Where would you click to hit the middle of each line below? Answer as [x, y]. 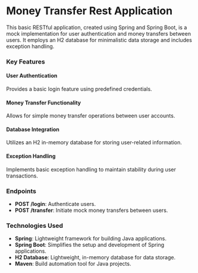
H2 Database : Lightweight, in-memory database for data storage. [95, 258]
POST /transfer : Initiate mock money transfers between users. [91, 210]
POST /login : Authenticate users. [55, 204]
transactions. [22, 176]
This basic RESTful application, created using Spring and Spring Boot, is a [97, 27]
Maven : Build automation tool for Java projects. [73, 264]
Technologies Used [35, 226]
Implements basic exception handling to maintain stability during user [91, 169]
